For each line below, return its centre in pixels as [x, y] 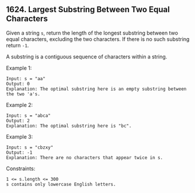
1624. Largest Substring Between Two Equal [88, 10]
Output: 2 [18, 120]
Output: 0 [18, 84]
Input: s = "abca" [28, 116]
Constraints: [21, 168]
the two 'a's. [23, 94]
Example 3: [20, 136]
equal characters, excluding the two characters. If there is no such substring [98, 39]
